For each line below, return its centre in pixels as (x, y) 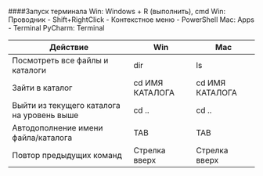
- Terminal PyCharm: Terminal (56, 28)
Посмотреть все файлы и (60, 60)
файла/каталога (42, 138)
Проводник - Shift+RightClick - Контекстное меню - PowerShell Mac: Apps (131, 20)
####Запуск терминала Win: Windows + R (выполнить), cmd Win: (117, 11)
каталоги (29, 70)
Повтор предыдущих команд (67, 155)
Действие (69, 47)
